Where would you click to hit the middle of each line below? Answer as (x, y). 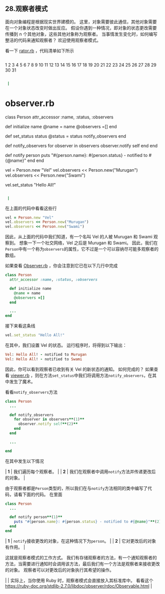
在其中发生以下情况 (25, 461)
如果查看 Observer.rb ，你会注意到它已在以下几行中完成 (61, 266)
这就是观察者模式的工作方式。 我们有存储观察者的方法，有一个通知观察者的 (81, 557)
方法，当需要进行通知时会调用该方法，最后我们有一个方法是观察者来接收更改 (82, 563)
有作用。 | (15, 547)
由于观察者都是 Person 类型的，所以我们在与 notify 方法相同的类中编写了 (76, 488)
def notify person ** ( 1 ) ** (36, 517)
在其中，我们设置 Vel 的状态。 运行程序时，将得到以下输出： (66, 345)
